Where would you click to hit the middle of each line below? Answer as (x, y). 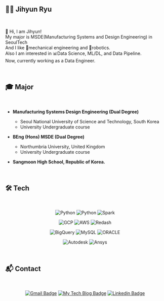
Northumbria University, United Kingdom (63, 146)
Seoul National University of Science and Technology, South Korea (90, 121)
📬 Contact (23, 269)
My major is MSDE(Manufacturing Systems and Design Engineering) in (79, 37)
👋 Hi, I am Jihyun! (24, 31)
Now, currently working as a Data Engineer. (50, 60)
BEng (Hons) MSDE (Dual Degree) (48, 137)
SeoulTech (16, 42)
